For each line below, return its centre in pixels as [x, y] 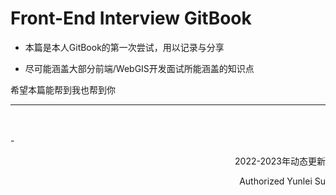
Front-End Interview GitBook [131, 18]
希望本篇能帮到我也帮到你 [63, 89]
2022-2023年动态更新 [280, 161]
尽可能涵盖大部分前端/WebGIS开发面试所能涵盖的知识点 [139, 68]
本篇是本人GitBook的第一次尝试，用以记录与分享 [124, 47]
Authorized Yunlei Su [282, 181]
